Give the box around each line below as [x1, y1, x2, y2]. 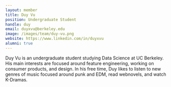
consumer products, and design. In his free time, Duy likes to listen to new [5, 66, 161, 72]
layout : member [5, 7, 38, 13]
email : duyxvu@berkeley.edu [5, 27, 65, 32]
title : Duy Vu [5, 12, 36, 17]
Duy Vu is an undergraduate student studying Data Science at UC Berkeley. [5, 55, 164, 61]
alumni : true [5, 41, 33, 46]
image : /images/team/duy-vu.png [5, 31, 74, 36]
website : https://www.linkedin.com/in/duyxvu [5, 36, 104, 41]
